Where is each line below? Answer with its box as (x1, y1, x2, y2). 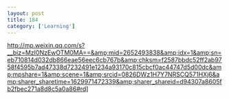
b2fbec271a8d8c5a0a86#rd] (7, 85, 89, 93)
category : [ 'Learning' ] (7, 23, 76, 29)
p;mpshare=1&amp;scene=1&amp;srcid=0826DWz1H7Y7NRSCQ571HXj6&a (7, 70, 220, 79)
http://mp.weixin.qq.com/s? (7, 42, 85, 50)
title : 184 (7, 16, 39, 23)
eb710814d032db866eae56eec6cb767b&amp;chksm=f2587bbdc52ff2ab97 (7, 56, 222, 64)
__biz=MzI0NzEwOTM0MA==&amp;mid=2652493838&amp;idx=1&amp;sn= (7, 48, 222, 57)
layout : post (7, 10, 45, 17)
